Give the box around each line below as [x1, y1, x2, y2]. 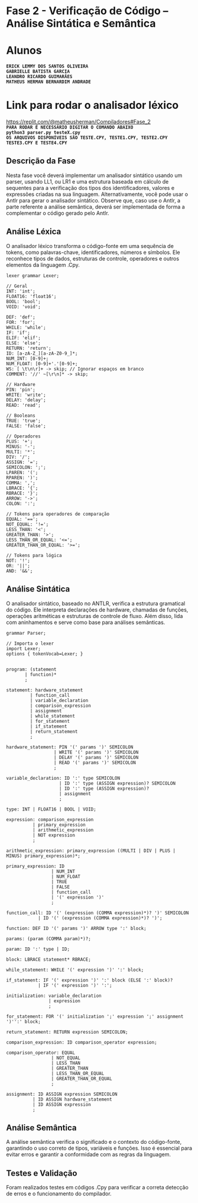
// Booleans [6, 413, 35, 419]
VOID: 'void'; [6, 304, 41, 310]
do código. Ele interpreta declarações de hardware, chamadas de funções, [6, 606, 189, 613]
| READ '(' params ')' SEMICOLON [53, 760, 136, 765]
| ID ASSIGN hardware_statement [32, 1096, 112, 1102]
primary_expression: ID [6, 863, 65, 869]
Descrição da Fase [6, 156, 76, 166]
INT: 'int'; [6, 288, 35, 294]
